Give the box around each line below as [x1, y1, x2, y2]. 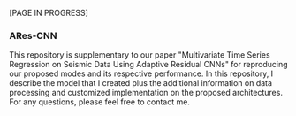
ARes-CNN [9, 29, 57, 42]
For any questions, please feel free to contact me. [9, 97, 190, 107]
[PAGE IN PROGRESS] [9, 8, 88, 18]
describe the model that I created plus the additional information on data [9, 78, 272, 89]
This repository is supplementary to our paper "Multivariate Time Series [9, 50, 271, 60]
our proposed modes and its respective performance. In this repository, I [9, 68, 274, 79]
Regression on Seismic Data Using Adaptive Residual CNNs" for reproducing [9, 59, 289, 70]
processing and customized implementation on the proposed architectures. [9, 88, 283, 98]
